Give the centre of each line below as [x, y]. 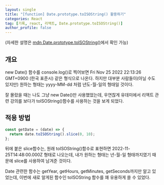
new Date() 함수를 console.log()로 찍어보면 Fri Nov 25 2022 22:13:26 [73, 72]
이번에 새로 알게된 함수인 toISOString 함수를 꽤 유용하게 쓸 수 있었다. [85, 178]
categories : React [24, 19]
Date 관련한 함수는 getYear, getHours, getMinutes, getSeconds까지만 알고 [78, 171]
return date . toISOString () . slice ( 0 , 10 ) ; [52, 134]
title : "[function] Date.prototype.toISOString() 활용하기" [66, 14]
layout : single [21, 10]
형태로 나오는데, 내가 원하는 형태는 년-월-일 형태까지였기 [97, 155]
